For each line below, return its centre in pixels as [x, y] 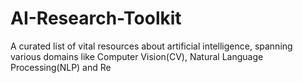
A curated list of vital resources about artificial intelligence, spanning [151, 46]
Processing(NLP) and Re [61, 67]
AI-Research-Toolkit [96, 18]
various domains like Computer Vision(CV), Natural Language [137, 56]
